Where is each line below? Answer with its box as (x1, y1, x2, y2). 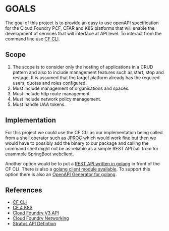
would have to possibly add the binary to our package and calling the (5, 140, 149, 146)
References (5, 186, 42, 194)
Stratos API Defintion (12, 220, 57, 227)
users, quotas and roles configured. (12, 80, 87, 86)
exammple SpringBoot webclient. (5, 151, 74, 157)
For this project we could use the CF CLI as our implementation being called (5, 129, 163, 135)
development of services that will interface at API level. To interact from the (5, 30, 162, 36)
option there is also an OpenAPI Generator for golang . (5, 171, 117, 177)
